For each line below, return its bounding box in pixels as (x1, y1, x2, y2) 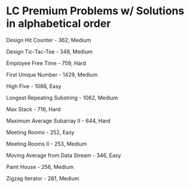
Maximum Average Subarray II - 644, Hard (6, 117, 111, 124)
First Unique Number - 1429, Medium (6, 71, 98, 78)
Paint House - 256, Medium (6, 163, 74, 170)
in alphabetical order (6, 17, 111, 30)
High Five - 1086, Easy (6, 82, 62, 90)
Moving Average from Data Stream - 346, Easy (6, 152, 121, 159)
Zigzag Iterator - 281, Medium (6, 174, 79, 182)
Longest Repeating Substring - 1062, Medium (6, 94, 118, 101)
